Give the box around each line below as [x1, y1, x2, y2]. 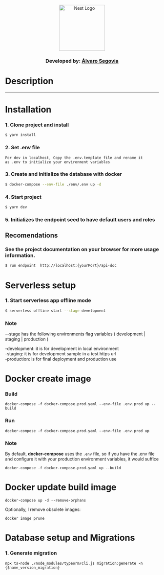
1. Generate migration [5, 550, 57, 556]
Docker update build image [5, 482, 117, 493]
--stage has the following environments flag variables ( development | [5, 331, 145, 337]
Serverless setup [5, 279, 76, 291]
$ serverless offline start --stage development [5, 308, 106, 313]
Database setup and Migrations [5, 532, 135, 543]
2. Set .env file [5, 144, 40, 151]
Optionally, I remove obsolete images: [5, 506, 81, 512]
